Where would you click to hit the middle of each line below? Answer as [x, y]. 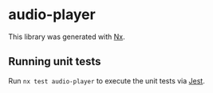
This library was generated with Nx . [67, 37]
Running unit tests [55, 62]
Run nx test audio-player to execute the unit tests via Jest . [106, 80]
